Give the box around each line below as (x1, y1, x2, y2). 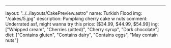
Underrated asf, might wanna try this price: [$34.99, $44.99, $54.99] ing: (5, 21, 159, 27)
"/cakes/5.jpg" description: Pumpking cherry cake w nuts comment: (5, 16, 148, 21)
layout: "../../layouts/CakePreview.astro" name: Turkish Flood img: (5, 10, 142, 16)
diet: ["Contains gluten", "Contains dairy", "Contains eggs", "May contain (5, 32, 158, 38)
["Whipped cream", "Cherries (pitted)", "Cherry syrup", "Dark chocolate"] (5, 27, 159, 32)
